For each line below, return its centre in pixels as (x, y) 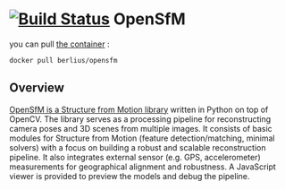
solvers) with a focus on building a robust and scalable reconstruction (138, 147)
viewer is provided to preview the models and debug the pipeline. (130, 176)
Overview (37, 88)
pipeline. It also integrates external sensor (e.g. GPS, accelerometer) (135, 157)
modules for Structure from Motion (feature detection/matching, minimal (142, 138)
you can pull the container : (59, 44)
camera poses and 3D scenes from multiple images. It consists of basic (141, 128)
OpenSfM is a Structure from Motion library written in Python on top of (139, 109)
